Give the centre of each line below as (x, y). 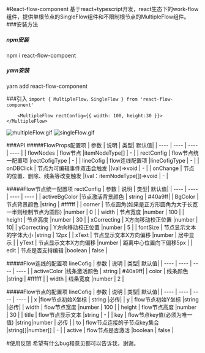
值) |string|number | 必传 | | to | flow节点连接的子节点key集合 (83, 322)
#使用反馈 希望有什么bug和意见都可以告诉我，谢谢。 (73, 343)
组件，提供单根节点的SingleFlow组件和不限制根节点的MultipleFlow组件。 (98, 17)
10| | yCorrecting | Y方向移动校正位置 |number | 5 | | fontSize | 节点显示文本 (101, 227)
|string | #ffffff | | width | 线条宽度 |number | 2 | (65, 279)
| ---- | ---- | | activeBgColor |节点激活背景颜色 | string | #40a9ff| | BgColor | (102, 196)
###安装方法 (22, 24)
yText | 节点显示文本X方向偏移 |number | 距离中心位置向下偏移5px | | (106, 242)
